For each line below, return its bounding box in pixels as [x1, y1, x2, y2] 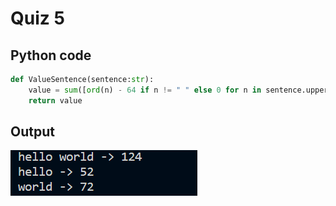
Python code [10, 47, 92, 64]
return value [28, 95, 83, 106]
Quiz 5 [10, 7, 65, 30]
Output [10, 123, 55, 141]
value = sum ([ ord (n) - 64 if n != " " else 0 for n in [28, 85, 262, 95]
